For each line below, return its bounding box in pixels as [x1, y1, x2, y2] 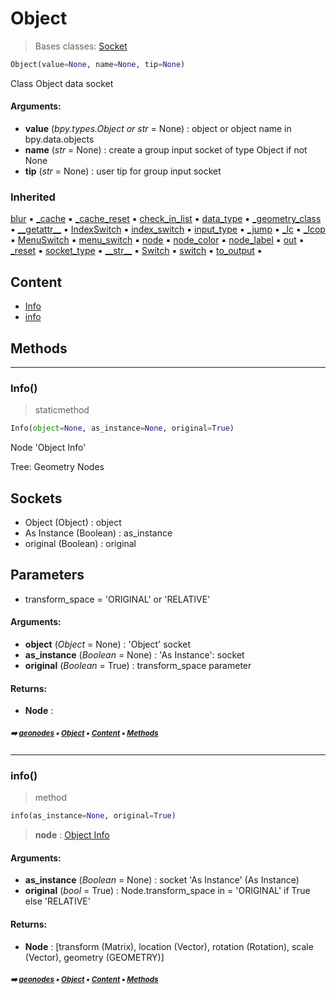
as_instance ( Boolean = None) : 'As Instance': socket [24, 648, 245, 661]
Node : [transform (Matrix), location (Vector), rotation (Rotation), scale [24, 940, 314, 952]
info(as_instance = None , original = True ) [10, 811, 177, 821]
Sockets [10, 490, 63, 507]
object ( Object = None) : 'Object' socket [24, 638, 192, 650]
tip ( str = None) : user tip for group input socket [24, 165, 222, 177]
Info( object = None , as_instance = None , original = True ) [10, 423, 235, 434]
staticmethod [34, 404, 90, 416]
